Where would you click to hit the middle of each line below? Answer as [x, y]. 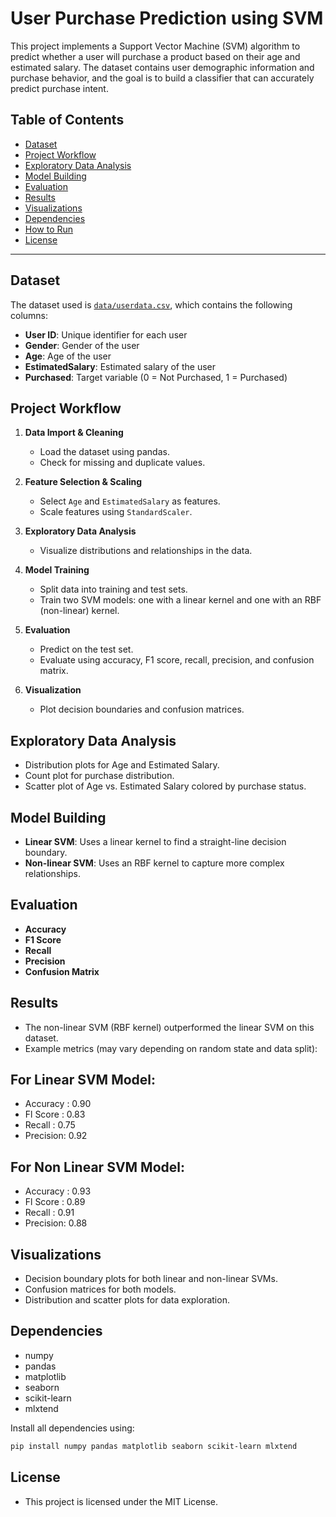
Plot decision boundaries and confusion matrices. [142, 709]
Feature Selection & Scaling [83, 482]
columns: [29, 315]
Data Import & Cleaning [74, 433]
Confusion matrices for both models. [100, 1289]
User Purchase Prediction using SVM [167, 18]
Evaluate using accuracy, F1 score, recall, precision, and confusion [177, 660]
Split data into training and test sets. [113, 589]
